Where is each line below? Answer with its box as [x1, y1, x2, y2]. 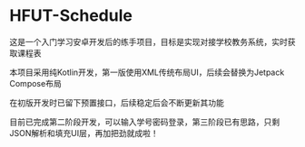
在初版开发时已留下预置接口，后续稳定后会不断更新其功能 [9, 96, 224, 108]
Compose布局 [9, 78, 62, 88]
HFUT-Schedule [9, 5, 133, 26]
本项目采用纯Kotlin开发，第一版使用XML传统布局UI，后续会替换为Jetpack [9, 67, 285, 78]
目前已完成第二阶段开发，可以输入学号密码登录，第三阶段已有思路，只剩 [9, 116, 280, 127]
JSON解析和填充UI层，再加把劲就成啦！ [9, 127, 159, 138]
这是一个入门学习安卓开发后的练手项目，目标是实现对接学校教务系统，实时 [9, 36, 288, 47]
